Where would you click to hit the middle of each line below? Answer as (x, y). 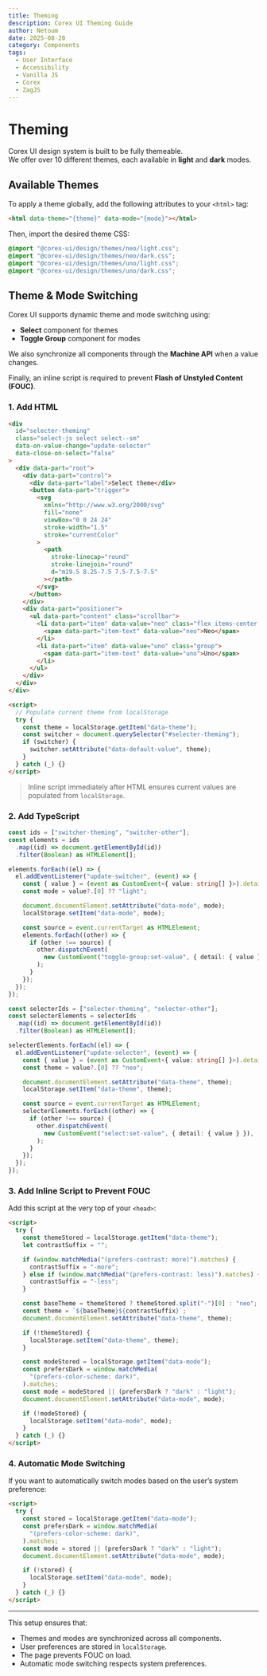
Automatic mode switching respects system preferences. (113, 1663)
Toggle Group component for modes (80, 339)
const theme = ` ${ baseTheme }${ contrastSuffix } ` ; (104, 1311)
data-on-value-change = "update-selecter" (83, 446)
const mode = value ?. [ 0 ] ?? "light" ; (85, 891)
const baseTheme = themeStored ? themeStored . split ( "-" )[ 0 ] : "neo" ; (140, 1304)
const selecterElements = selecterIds (72, 1016)
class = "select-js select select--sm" (78, 439)
